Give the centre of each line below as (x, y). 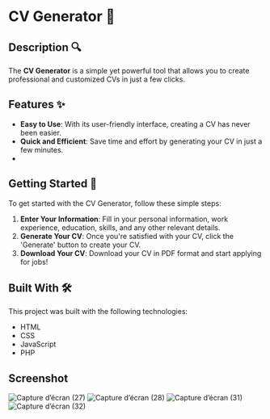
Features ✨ (37, 105)
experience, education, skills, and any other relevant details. (120, 227)
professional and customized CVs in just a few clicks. (97, 79)
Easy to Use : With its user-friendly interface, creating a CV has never (135, 124)
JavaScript (38, 344)
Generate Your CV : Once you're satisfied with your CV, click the (127, 236)
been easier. (41, 132)
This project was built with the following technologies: (98, 312)
